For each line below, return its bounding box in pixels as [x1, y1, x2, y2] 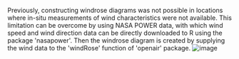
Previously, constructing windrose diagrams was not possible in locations [7, 6, 223, 14]
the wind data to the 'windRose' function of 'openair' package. [7, 44, 191, 52]
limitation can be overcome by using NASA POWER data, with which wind [7, 21, 223, 29]
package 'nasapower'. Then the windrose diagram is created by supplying [7, 36, 225, 45]
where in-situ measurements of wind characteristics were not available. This [7, 14, 232, 22]
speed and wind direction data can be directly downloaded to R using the [7, 28, 223, 37]
